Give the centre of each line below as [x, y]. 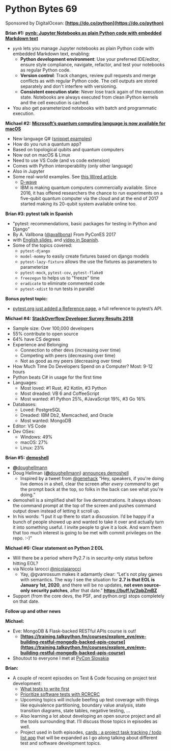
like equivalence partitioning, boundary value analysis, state [83, 705]
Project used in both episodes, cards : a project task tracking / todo [91, 732]
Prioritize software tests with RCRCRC [60, 694]
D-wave [28, 182]
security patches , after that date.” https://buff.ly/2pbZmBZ [94, 590]
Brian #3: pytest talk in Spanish [39, 214]
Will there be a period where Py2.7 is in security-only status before [83, 558]
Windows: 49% [36, 437]
